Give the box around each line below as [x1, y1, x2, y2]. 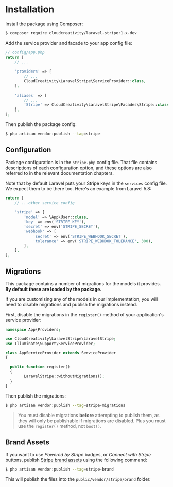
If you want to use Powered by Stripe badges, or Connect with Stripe [5, 452, 151, 458]
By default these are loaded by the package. [5, 286, 102, 292]
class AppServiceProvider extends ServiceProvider [5, 350, 116, 355]
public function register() [10, 364, 71, 370]
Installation [5, 4, 55, 15]
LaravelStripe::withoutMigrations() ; [24, 374, 105, 379]
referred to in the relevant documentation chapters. [5, 170, 114, 176]
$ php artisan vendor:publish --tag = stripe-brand [5, 467, 114, 472]
